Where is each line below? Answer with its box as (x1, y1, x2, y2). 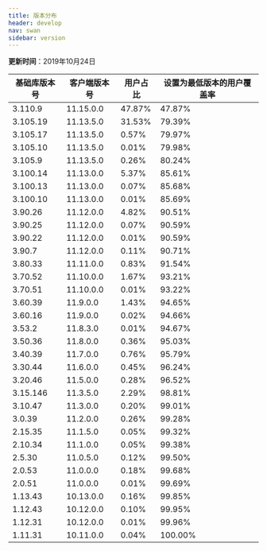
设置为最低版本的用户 (163, 77, 244, 88)
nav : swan (8, 26, 41, 34)
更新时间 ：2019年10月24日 (8, 56, 96, 66)
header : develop (8, 19, 62, 27)
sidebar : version (8, 33, 66, 42)
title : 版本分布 (8, 11, 57, 20)
